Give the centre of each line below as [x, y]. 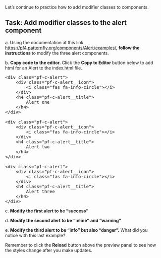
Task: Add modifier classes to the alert [66, 23]
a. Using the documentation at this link [44, 42]
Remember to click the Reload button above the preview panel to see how [80, 245]
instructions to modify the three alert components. [57, 53]
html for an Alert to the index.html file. [44, 68]
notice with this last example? [35, 235]
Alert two [38, 147]
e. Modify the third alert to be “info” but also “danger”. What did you [76, 230]
